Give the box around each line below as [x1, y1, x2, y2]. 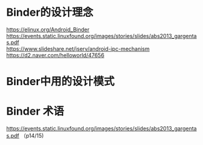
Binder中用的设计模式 [6, 75, 115, 88]
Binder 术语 [6, 105, 64, 118]
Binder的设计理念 [6, 5, 94, 19]
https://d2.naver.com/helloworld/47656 [6, 51, 105, 59]
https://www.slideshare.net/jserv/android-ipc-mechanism [6, 45, 150, 52]
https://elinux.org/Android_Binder [6, 25, 90, 33]
